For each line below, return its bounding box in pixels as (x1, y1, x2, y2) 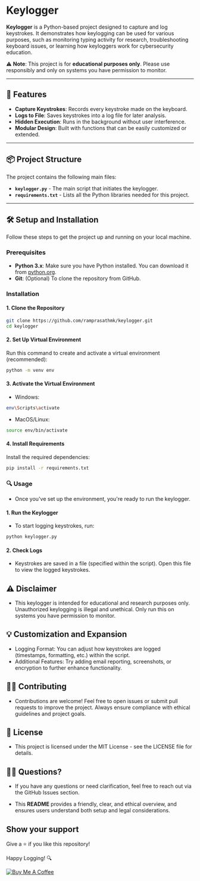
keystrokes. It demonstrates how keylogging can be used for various (6, 29, 174, 36)
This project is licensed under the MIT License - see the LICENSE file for (14, 743, 192, 750)
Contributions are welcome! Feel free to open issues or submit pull (14, 697, 178, 704)
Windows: (14, 393, 40, 401)
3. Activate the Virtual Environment (6, 380, 95, 387)
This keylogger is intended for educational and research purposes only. (14, 599, 190, 606)
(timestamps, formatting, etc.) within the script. (14, 651, 130, 658)
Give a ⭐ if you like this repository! (6, 840, 90, 848)
